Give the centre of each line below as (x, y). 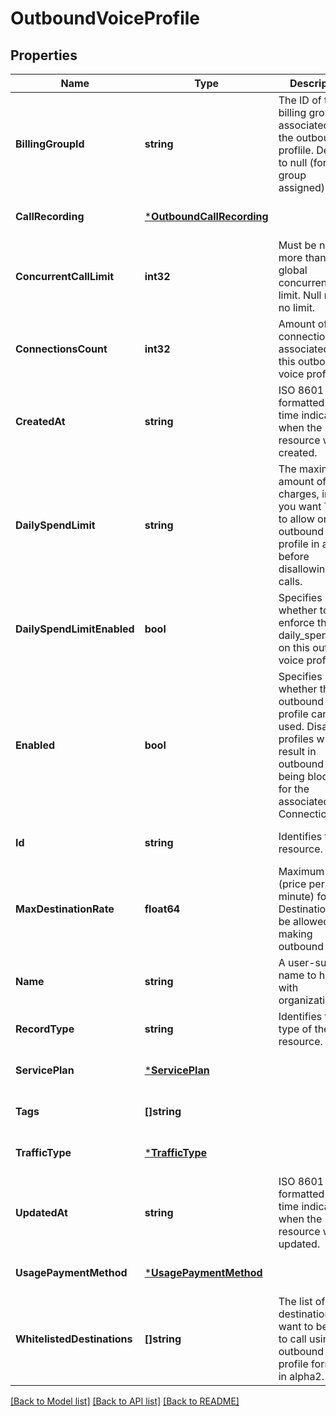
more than (302, 257)
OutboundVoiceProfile (105, 18)
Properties (44, 55)
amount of (302, 481)
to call (292, 1339)
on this (294, 647)
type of (295, 1029)
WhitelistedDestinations (74, 1339)
